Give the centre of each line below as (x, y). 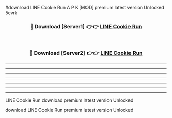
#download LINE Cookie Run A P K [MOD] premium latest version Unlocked (85, 7)
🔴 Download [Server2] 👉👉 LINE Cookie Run (86, 53)
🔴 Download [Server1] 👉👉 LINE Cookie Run (86, 26)
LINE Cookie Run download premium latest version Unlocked (69, 100)
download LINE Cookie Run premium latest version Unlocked (69, 110)
